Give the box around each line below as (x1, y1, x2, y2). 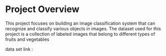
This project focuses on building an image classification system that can (5, 20, 155, 26)
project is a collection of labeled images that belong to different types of (5, 31, 155, 37)
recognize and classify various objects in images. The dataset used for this (5, 25, 161, 31)
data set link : (5, 46, 33, 52)
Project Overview (5, 4, 80, 15)
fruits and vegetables (5, 36, 49, 42)
